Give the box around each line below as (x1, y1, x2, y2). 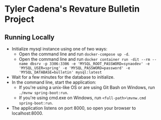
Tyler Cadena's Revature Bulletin (4, 3, 140, 15)
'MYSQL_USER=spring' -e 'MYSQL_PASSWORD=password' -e (18, 66, 130, 70)
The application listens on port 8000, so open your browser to (11, 105, 136, 111)
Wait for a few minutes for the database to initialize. (11, 74, 115, 80)
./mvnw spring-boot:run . (18, 90, 69, 95)
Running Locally (4, 33, 54, 41)
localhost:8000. (11, 110, 43, 116)
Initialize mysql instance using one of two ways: (11, 46, 107, 51)
